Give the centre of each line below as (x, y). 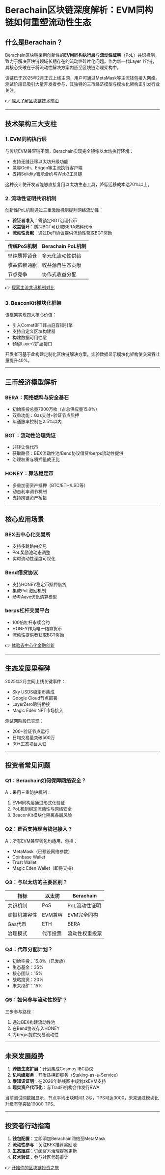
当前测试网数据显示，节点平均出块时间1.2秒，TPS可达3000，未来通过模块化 (82, 1098)
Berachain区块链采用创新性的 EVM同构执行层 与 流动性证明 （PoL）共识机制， (82, 55)
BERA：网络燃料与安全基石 (37, 397)
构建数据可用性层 (29, 338)
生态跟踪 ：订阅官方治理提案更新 (44, 1151)
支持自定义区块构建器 (34, 331)
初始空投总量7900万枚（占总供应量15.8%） (56, 409)
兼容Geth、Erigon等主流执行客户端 (47, 167)
